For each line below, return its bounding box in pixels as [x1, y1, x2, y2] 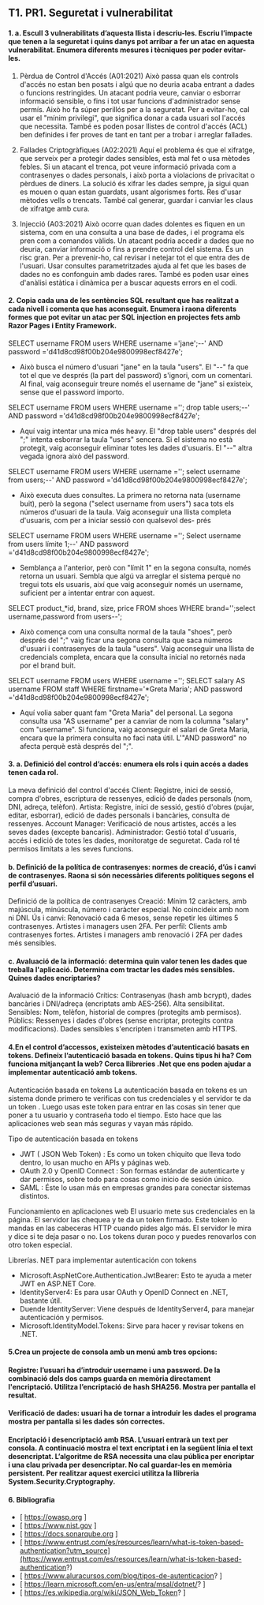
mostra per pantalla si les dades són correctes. [8, 1416, 165, 1427]
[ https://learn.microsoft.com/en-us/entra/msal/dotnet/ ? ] [19, 1580, 206, 1589]
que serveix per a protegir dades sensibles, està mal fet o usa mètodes [19, 153, 251, 163]
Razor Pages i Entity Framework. [8, 321, 117, 331]
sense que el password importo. [19, 387, 125, 397]
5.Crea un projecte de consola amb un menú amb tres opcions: [8, 1347, 218, 1356]
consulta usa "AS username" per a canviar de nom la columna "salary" [19, 716, 249, 725]
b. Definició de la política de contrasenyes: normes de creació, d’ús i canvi [8, 862, 257, 871]
